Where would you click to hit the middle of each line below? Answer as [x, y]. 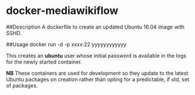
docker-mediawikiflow [62, 11]
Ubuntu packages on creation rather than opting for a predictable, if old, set [98, 79]
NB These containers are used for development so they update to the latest [97, 73]
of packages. [22, 85]
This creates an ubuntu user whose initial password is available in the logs [96, 55]
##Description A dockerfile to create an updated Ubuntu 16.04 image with [95, 27]
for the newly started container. [44, 62]
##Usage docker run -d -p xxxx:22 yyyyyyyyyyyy [66, 44]
